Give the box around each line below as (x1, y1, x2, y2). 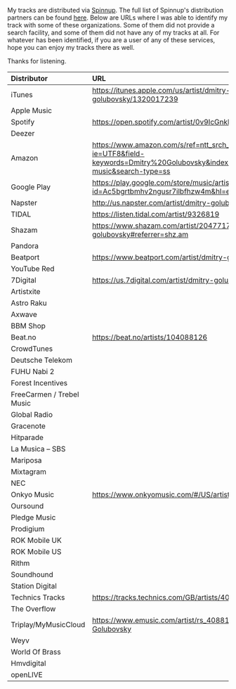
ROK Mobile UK (11, 536, 62, 545)
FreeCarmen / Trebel (11, 389, 79, 399)
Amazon (11, 153, 39, 162)
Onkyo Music (11, 490, 55, 499)
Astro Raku (11, 298, 47, 308)
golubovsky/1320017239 (92, 94, 178, 104)
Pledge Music (11, 513, 56, 522)
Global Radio (11, 410, 53, 419)
